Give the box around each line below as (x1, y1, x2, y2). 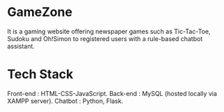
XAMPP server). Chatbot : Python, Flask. (7, 97, 124, 105)
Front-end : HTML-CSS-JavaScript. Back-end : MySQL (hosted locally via (7, 89, 218, 97)
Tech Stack (7, 67, 74, 82)
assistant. (7, 42, 35, 50)
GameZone (7, 4, 73, 20)
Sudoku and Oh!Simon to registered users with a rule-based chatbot (7, 34, 203, 42)
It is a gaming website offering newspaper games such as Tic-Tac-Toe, (7, 27, 211, 35)
